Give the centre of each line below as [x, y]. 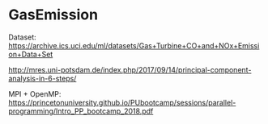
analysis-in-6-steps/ [43, 78]
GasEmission [53, 15]
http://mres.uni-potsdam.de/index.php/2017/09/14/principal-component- [130, 69]
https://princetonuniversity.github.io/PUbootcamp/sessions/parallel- [122, 102]
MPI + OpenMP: [35, 93]
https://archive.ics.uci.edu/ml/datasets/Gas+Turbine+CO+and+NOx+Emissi [134, 45]
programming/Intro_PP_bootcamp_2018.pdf [81, 111]
